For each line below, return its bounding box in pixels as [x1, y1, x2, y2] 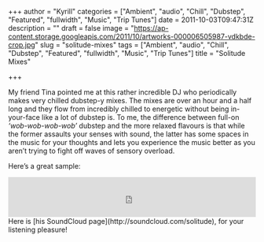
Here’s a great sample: [8, 162, 81, 170]
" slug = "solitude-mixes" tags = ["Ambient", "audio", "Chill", [35, 40, 229, 50]
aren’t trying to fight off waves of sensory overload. [8, 146, 175, 155]
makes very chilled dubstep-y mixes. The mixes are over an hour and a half [8, 96, 252, 105]
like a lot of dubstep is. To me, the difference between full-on [42, 113, 240, 121]
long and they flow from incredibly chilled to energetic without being [8, 104, 229, 114]
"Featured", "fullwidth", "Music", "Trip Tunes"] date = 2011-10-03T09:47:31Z [8, 15, 254, 24]
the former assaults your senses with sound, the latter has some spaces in [8, 129, 249, 139]
